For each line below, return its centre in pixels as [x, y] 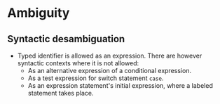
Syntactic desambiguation [66, 39]
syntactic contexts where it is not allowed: [78, 63]
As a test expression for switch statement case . [96, 78]
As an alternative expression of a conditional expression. [109, 71]
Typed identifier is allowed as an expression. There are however [110, 56]
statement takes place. [61, 93]
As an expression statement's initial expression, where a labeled [121, 85]
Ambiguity [39, 13]
